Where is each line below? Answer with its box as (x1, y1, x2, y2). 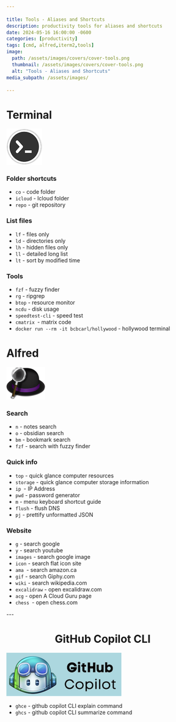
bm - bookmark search (15, 436, 71, 444)
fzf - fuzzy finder (15, 286, 60, 294)
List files (6, 216, 32, 225)
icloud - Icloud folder (15, 195, 69, 202)
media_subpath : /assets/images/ (6, 74, 89, 81)
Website (6, 526, 32, 534)
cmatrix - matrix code (15, 319, 71, 326)
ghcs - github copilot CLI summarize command (15, 709, 133, 716)
